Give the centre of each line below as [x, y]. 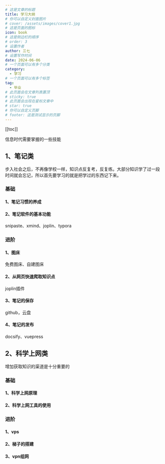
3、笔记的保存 [20, 300]
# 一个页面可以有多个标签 [27, 78]
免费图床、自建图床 [25, 265]
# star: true [18, 106]
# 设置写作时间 [18, 55]
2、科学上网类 [27, 353]
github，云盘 [18, 312]
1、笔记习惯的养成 [23, 202]
